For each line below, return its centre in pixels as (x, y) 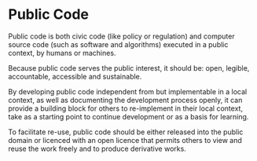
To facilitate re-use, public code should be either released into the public (126, 132)
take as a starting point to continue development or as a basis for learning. (128, 116)
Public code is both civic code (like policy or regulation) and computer (121, 36)
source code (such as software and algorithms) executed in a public (118, 44)
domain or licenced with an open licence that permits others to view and (125, 140)
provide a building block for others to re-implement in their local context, (126, 108)
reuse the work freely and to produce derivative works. (97, 148)
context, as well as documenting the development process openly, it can (125, 100)
